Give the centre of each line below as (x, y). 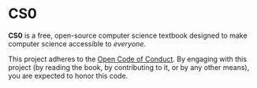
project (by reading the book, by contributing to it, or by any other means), (129, 67)
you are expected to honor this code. (68, 75)
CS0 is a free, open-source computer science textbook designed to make (128, 35)
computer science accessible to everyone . (77, 43)
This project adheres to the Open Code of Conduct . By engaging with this (127, 59)
